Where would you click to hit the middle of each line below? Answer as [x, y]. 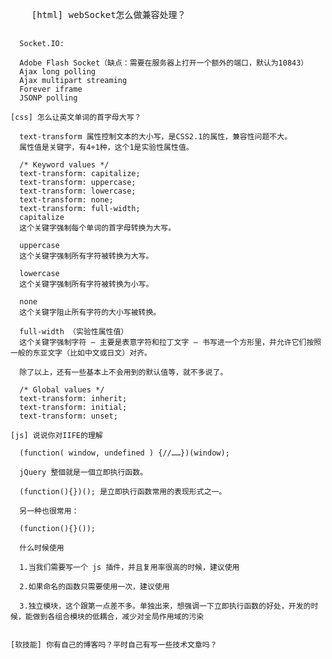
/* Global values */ [62, 390]
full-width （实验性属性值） [74, 332]
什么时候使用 [42, 548]
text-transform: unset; [68, 416]
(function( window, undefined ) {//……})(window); [124, 453]
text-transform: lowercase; [78, 191]
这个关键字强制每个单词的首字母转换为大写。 [98, 228]
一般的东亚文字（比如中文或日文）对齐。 [81, 353]
